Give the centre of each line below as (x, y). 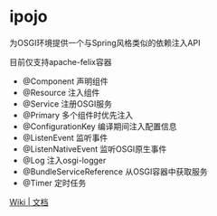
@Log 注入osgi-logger (64, 160)
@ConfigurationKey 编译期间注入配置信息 (99, 126)
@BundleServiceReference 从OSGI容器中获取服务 (115, 171)
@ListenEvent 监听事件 (65, 137)
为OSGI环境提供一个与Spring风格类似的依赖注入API (105, 42)
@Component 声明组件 (65, 81)
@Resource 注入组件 (61, 92)
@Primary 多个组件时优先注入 (78, 115)
